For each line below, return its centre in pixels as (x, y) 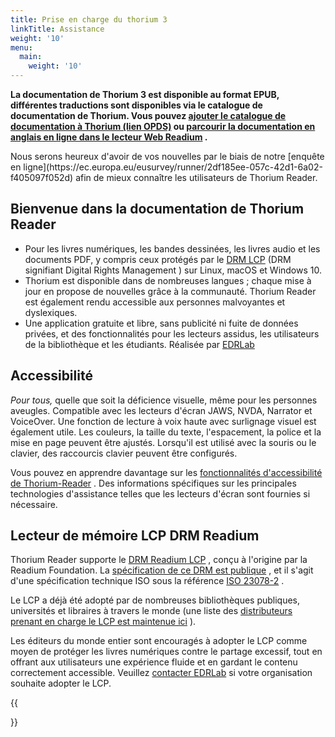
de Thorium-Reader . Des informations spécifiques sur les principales (153, 483)
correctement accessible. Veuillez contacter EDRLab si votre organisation (161, 673)
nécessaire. (34, 504)
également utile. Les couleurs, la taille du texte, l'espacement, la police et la (166, 432)
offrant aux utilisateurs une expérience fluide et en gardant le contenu (154, 662)
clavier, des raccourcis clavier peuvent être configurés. (124, 453)
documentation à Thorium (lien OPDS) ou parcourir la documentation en (163, 126)
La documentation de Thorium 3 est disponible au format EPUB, (145, 94)
